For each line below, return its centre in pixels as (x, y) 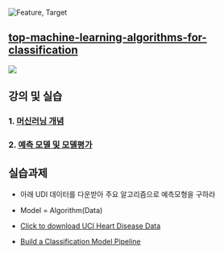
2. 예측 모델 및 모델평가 (50, 145)
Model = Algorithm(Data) (61, 210)
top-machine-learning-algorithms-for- (108, 37)
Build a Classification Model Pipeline (80, 241)
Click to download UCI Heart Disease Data (90, 226)
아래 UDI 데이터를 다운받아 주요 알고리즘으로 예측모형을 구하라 (118, 194)
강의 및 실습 (35, 96)
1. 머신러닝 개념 (36, 121)
